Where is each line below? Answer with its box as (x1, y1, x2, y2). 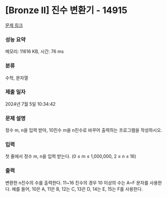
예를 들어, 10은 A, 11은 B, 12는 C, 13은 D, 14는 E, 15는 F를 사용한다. (12, 186, 143, 192)
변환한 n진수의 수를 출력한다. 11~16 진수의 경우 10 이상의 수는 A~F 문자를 (5, 179, 149, 185)
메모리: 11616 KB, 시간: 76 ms (5, 48, 64, 54)
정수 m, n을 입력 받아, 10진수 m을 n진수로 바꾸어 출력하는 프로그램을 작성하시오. (5, 127, 162, 134)
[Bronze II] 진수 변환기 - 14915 (5, 5, 128, 16)
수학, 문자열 (5, 75, 29, 81)
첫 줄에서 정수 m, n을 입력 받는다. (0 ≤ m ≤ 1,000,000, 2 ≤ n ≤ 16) (5, 153, 137, 159)
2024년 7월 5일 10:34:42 (5, 101, 56, 107)
